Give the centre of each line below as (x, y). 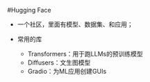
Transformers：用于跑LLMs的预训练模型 (85, 54)
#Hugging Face (29, 10)
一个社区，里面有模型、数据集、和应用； (75, 24)
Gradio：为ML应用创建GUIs (67, 71)
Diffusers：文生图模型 (59, 63)
